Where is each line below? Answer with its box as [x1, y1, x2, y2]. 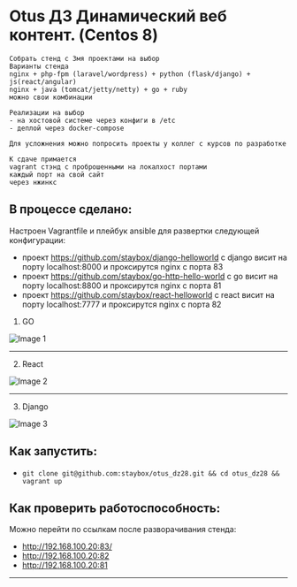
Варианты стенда [9, 62, 69, 71]
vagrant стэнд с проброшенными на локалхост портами [9, 162, 208, 172]
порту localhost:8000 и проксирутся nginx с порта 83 [21, 261, 224, 271]
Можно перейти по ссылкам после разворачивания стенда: [9, 524, 237, 535]
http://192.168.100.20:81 [21, 560, 109, 571]
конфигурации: [9, 234, 66, 245]
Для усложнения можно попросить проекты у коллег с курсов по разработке [9, 139, 287, 148]
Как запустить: [9, 444, 97, 459]
